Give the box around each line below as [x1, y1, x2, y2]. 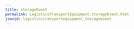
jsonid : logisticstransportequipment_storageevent [5, 16, 112, 21]
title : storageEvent [5, 7, 48, 12]
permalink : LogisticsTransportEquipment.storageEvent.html [5, 12, 130, 17]
